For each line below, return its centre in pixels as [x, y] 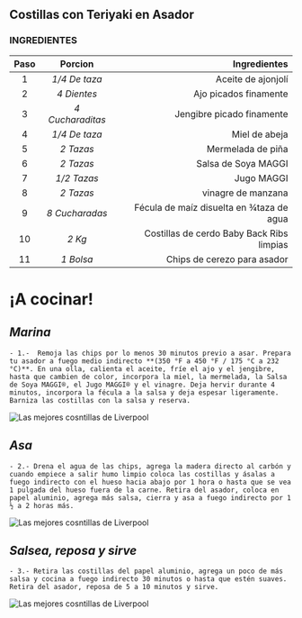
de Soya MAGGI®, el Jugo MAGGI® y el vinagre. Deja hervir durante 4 [142, 385]
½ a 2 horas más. [42, 505]
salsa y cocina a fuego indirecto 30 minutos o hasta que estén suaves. [148, 579]
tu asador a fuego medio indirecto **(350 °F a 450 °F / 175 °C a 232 [144, 361]
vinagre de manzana [245, 193]
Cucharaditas [77, 119]
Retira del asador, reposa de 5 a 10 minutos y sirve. [114, 587]
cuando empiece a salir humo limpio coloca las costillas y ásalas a [142, 474]
